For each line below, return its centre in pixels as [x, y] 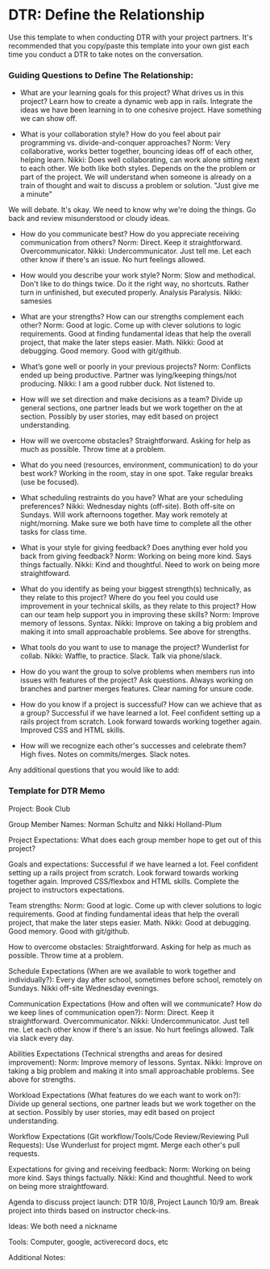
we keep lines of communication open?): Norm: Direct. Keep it [112, 1012]
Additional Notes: [37, 1257]
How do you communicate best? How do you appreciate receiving [129, 234]
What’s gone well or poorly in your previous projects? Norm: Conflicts [135, 367]
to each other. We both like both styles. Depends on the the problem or [138, 169]
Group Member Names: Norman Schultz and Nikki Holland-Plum [115, 824]
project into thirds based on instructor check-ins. [89, 1210]
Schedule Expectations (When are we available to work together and [122, 971]
